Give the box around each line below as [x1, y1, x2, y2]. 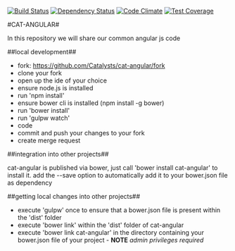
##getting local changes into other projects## [7, 192, 141, 200]
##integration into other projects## [7, 150, 109, 158]
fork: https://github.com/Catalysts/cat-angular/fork [17, 61, 165, 70]
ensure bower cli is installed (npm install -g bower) [17, 99, 165, 107]
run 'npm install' [17, 92, 65, 99]
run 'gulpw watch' [17, 114, 70, 122]
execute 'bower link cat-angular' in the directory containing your [17, 228, 204, 236]
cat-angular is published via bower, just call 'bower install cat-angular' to [7, 164, 218, 172]
